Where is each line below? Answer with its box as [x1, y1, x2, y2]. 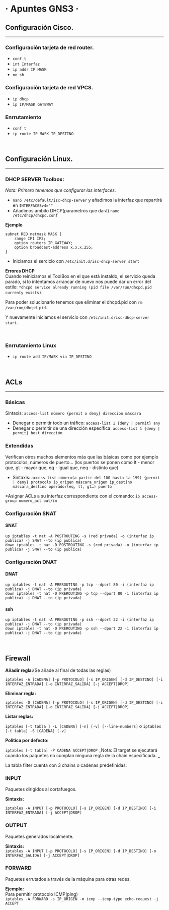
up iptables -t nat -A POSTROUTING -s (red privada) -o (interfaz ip [5, 533, 154, 539]
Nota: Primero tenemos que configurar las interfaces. [5, 187, 117, 193]
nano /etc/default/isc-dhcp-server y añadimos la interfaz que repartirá [12, 197, 162, 203]
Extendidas [5, 442, 34, 449]
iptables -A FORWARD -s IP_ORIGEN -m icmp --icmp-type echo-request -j [5, 896, 158, 901]
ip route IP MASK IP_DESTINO [12, 131, 74, 136]
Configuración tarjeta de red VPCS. [5, 84, 94, 91]
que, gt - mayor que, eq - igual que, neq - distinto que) [5, 465, 119, 471]
